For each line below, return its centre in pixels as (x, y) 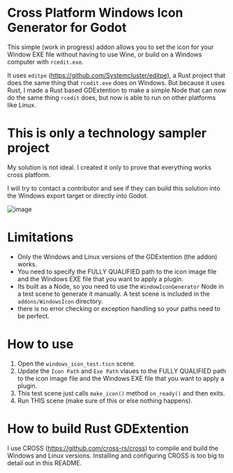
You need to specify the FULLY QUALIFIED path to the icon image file (117, 271)
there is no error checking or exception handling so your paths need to (119, 308)
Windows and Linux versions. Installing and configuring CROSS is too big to (116, 456)
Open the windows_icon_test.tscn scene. (76, 363)
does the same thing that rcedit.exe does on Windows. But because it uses (116, 82)
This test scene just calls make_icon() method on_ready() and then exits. (121, 393)
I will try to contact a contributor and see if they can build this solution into (114, 188)
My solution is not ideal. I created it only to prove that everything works (109, 167)
